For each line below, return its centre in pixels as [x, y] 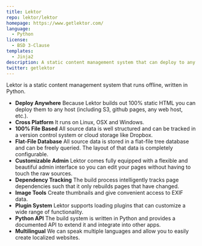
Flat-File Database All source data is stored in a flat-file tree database [102, 142]
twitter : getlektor [31, 68]
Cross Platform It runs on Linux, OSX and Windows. [80, 122]
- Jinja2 [23, 57]
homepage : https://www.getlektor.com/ [55, 23]
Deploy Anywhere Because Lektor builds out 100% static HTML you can [105, 103]
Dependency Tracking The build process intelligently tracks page [97, 180]
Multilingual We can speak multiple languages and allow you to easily [102, 231]
